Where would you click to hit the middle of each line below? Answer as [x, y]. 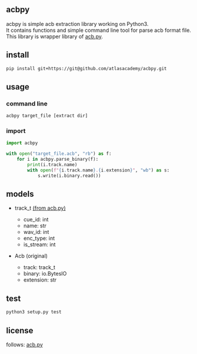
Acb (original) [31, 256]
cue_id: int [36, 220]
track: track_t [39, 267]
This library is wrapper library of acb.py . [55, 36]
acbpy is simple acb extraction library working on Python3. [77, 24]
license [20, 330]
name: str [35, 226]
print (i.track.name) [52, 164]
